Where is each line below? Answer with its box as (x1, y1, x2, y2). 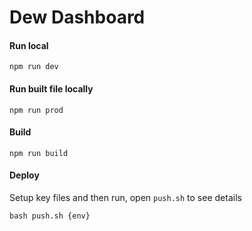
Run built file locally (9, 82, 94, 95)
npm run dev (9, 62, 59, 72)
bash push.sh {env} (9, 211, 91, 221)
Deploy (9, 169, 40, 181)
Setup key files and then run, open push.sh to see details (9, 192, 242, 203)
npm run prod (9, 105, 64, 115)
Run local (9, 39, 49, 51)
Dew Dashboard (9, 6, 146, 29)
